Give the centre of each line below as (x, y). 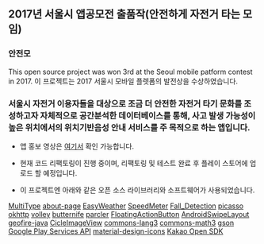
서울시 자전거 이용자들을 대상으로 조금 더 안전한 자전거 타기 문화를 (125, 103)
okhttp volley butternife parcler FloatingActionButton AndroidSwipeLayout (129, 214)
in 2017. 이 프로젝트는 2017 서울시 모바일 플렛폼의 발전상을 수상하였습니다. (123, 81)
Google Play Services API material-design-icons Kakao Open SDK (116, 231)
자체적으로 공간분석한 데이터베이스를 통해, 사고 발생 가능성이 (148, 115)
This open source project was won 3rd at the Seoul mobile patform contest (130, 72)
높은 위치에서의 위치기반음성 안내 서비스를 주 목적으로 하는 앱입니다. (129, 127)
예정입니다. (60, 172)
